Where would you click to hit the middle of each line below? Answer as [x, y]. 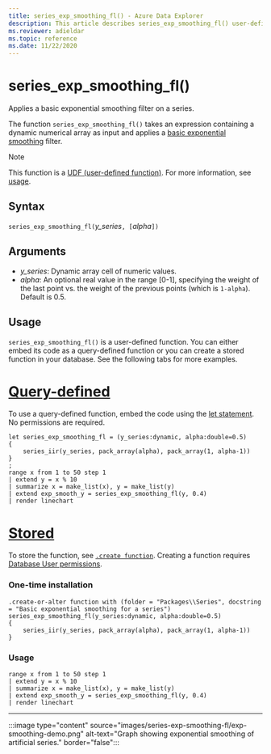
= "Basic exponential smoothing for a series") [90, 609]
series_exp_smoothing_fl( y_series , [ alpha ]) [83, 226]
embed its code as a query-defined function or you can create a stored [126, 350]
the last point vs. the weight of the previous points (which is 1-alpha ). [135, 288]
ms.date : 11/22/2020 [43, 46]
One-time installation [51, 585]
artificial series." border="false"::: [64, 742]
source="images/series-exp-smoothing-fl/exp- [169, 725]
